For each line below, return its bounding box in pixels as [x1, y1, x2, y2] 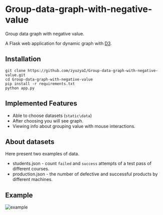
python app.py [5, 85, 35, 90]
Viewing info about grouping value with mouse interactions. [12, 123, 135, 129]
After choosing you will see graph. [12, 117, 84, 123]
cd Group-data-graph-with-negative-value [5, 76, 93, 82]
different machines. [12, 176, 53, 182]
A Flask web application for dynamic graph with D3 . [5, 40, 112, 46]
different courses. [12, 166, 50, 172]
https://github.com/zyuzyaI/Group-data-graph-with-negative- [27, 68, 158, 73]
